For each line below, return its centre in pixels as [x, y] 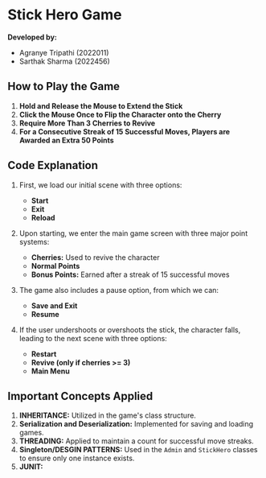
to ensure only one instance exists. [77, 458]
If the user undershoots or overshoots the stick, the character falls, [130, 330]
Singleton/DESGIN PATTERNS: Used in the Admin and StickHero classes [138, 450]
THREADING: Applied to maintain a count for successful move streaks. [136, 441]
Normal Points [55, 266]
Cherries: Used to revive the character [95, 257]
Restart [44, 354]
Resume [45, 314]
